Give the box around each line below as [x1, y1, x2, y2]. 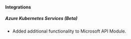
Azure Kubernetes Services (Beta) [5, 15, 78, 21]
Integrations [5, 4, 31, 10]
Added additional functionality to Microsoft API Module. [12, 28, 127, 34]
